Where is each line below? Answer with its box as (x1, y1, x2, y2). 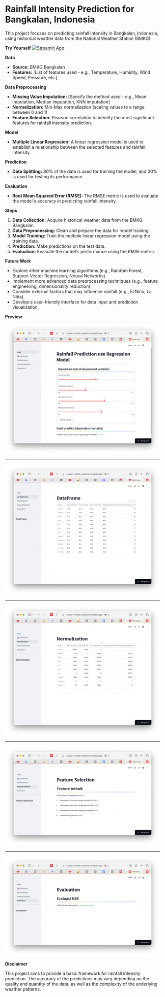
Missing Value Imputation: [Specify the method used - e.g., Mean (12, 94, 147, 100)
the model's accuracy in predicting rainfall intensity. (12, 198, 117, 204)
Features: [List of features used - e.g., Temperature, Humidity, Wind (12, 69, 151, 75)
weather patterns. (5, 986, 41, 992)
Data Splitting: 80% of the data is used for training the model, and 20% (12, 168, 158, 174)
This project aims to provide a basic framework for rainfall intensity (5, 970, 141, 976)
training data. (12, 238, 39, 244)
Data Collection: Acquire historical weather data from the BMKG (12, 217, 143, 223)
